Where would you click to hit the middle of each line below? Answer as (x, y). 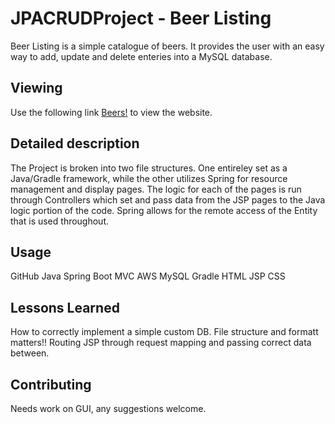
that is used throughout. (60, 221)
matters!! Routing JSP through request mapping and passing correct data (161, 343)
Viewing (36, 88)
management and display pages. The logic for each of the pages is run (156, 189)
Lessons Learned (65, 307)
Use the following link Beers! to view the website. (111, 112)
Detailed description (75, 143)
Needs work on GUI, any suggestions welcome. (108, 408)
